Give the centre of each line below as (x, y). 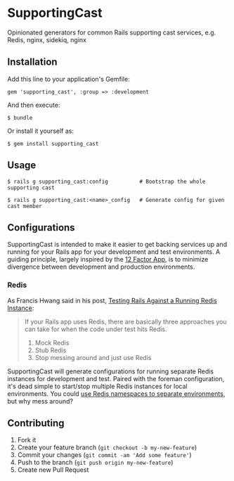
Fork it (27, 440)
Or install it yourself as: (40, 131)
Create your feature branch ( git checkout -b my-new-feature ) (107, 447)
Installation (32, 62)
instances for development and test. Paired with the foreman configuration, (116, 378)
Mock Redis (52, 342)
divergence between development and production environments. (101, 267)
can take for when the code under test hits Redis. (96, 329)
